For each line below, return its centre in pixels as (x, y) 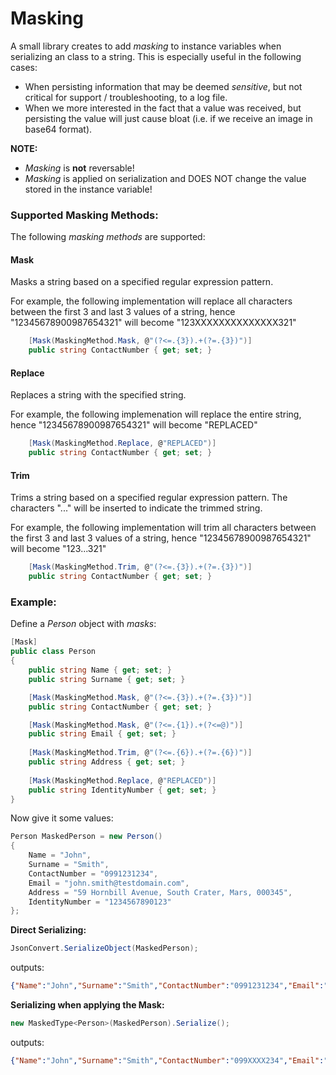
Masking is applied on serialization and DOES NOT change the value (165, 178)
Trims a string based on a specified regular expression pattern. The (149, 498)
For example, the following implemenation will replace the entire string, (156, 414)
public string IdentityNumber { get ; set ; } (122, 790)
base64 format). (58, 129)
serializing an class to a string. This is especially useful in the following (156, 56)
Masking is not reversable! (79, 168)
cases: (24, 67)
